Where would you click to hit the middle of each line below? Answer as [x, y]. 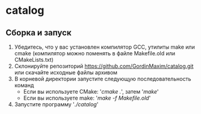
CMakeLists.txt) [34, 60]
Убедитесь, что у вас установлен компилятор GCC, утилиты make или [104, 47]
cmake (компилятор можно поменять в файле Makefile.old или [95, 53]
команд [24, 85]
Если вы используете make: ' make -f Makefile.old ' [87, 98]
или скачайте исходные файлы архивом [66, 72]
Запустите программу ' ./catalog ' [56, 104]
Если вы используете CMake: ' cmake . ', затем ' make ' [91, 91]
